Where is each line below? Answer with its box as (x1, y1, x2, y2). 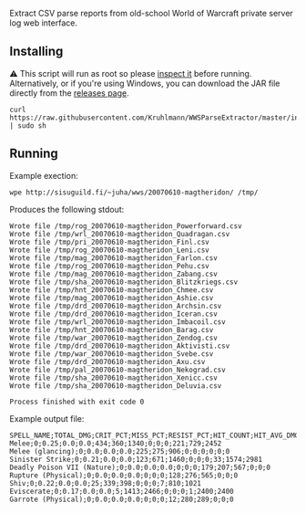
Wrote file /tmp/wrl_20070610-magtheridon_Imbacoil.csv (9, 317, 226, 327)
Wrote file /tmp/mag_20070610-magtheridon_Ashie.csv (9, 293, 214, 302)
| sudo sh (9, 120, 47, 131)
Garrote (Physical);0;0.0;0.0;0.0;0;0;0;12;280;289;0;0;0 (9, 495, 234, 504)
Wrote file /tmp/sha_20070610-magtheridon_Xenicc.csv (9, 373, 219, 382)
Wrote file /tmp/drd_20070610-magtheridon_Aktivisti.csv (9, 341, 230, 351)
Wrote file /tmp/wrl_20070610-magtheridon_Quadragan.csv (9, 229, 230, 238)
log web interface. (9, 17, 77, 28)
